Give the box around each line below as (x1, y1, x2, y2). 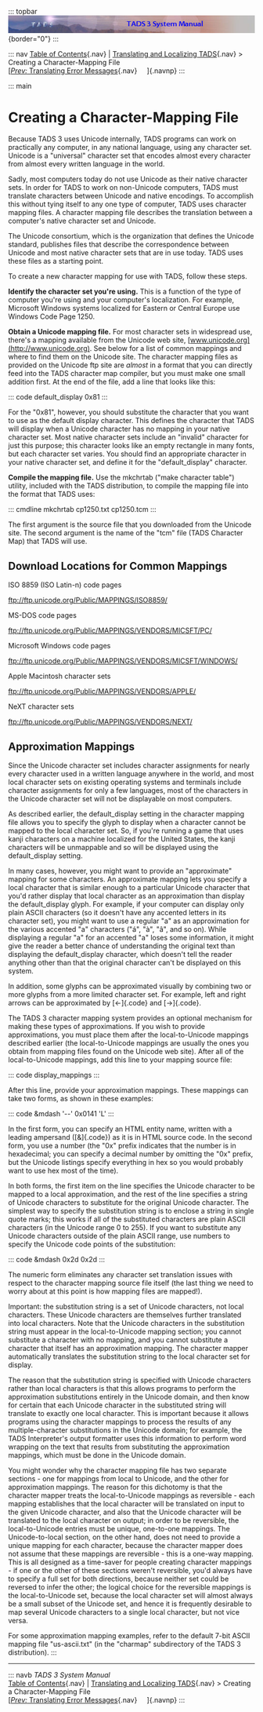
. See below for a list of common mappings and (89, 344, 243, 353)
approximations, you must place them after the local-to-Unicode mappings (8, 1030, 249, 1039)
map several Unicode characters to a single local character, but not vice (8, 1608, 240, 1617)
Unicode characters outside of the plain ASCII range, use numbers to (8, 1232, 231, 1241)
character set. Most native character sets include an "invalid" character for (8, 433, 249, 442)
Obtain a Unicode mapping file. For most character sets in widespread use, (8, 327, 253, 337)
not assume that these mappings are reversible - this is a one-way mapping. (8, 1550, 254, 1559)
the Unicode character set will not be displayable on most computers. (8, 794, 232, 804)
